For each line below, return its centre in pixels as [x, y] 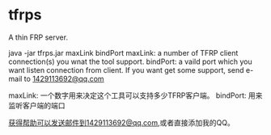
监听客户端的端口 [37, 105]
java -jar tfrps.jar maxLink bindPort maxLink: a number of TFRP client [123, 53]
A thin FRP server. [38, 37]
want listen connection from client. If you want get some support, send [126, 70]
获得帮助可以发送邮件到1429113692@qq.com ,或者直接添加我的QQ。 [121, 122]
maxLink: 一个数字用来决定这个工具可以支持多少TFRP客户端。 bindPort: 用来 [135, 95]
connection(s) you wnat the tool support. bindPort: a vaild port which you [130, 61]
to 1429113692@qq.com [64, 78]
